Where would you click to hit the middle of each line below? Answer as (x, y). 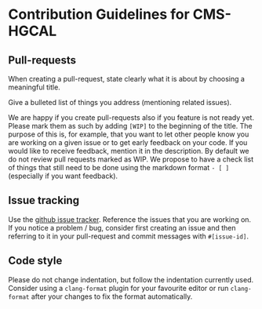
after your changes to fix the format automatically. (112, 296)
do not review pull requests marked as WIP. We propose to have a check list (131, 159)
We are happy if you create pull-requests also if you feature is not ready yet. (131, 118)
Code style (35, 261)
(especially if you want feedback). (63, 176)
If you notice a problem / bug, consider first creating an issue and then (122, 227)
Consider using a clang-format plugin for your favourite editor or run (118, 288)
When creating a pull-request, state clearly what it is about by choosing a (127, 79)
